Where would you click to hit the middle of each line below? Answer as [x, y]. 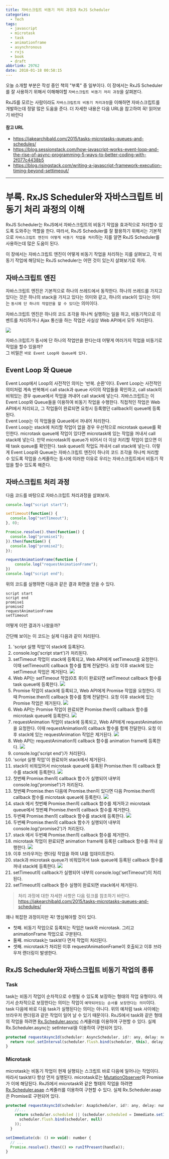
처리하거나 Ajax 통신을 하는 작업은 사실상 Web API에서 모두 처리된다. [86, 320]
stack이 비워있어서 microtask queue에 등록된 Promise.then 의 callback [84, 766]
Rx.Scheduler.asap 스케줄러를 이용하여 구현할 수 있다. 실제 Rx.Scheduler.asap [83, 1090]
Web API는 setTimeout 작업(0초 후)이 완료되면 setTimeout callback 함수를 [87, 678]
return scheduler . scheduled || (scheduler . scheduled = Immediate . [86, 1115]
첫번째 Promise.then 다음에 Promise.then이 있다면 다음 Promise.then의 [84, 791]
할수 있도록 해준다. [33, 465]
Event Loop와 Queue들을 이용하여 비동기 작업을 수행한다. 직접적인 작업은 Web [83, 402]
